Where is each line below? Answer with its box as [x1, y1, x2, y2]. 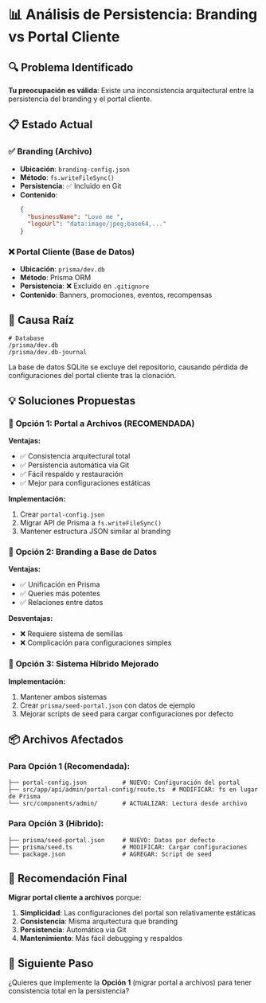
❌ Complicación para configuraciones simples [19, 638, 172, 648]
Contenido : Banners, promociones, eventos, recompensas [19, 291, 213, 300]
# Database [8, 334, 45, 342]
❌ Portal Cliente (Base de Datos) [8, 247, 135, 258]
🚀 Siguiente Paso [8, 956, 94, 970]
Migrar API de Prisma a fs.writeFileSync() [19, 517, 162, 527]
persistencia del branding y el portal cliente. [8, 94, 153, 103]
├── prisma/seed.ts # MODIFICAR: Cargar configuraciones [8, 843, 248, 851]
